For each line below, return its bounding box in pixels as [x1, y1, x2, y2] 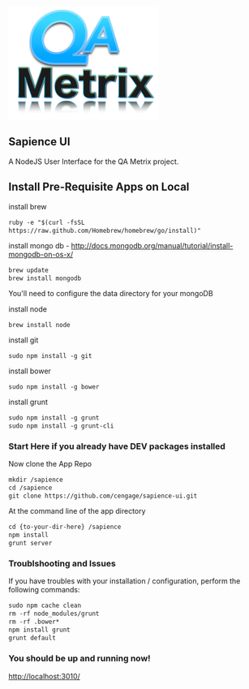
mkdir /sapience [8, 476, 63, 484]
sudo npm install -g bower [8, 382, 100, 391]
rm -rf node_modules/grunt [8, 609, 100, 618]
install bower [8, 366, 51, 376]
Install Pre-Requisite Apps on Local [8, 180, 190, 194]
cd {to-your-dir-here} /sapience [8, 523, 122, 531]
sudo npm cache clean [8, 601, 82, 610]
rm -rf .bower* [8, 618, 60, 627]
